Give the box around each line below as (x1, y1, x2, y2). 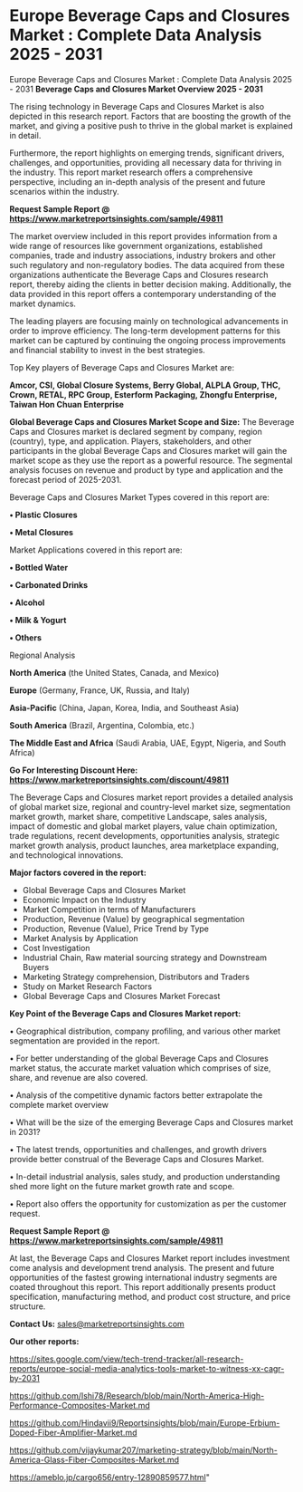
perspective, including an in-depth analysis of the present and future (9, 176, 266, 187)
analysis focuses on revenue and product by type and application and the (9, 464, 283, 476)
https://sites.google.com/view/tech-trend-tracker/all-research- (9, 1353, 244, 1364)
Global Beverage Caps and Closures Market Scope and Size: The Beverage (9, 416, 295, 427)
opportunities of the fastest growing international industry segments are (9, 1272, 278, 1283)
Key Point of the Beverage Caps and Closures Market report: (9, 1007, 241, 1019)
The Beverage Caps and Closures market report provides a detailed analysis (9, 792, 294, 803)
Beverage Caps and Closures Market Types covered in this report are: (9, 491, 270, 503)
